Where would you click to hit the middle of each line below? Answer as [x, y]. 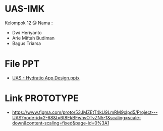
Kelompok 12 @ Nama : [29, 23]
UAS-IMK [25, 9]
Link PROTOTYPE [42, 98]
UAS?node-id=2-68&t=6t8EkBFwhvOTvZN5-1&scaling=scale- [76, 117]
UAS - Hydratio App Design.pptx [46, 78]
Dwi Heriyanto [27, 32]
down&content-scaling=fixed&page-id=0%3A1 [61, 123]
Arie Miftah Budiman [33, 38]
